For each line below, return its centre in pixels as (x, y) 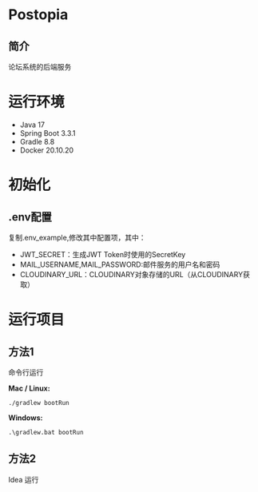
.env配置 (30, 217)
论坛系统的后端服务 (40, 67)
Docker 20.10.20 (47, 150)
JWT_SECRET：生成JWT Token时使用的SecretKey (103, 254)
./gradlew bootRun (39, 403)
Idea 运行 (24, 479)
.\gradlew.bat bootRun (46, 432)
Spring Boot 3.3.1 (48, 133)
